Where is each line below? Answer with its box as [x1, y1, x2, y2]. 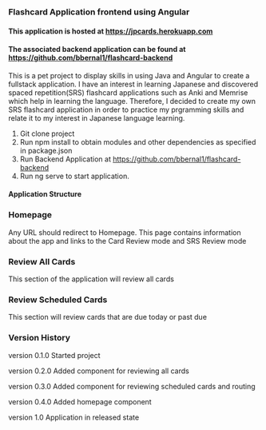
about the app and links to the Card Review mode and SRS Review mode [8, 236, 247, 245]
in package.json [19, 145, 73, 155]
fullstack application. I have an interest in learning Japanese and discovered [8, 79, 259, 89]
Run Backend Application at [19, 154, 112, 164]
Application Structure [8, 189, 82, 199]
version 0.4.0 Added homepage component [8, 396, 152, 406]
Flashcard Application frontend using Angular [8, 6, 190, 18]
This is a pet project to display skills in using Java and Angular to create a [8, 70, 250, 80]
